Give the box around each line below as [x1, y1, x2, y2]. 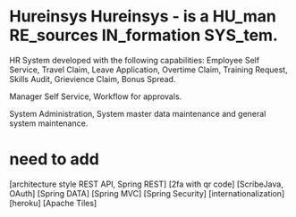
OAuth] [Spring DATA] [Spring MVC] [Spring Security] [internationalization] [9, 188, 285, 198]
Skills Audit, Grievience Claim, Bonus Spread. [9, 73, 176, 84]
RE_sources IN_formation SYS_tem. [9, 25, 279, 46]
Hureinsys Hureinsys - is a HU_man [9, 6, 277, 27]
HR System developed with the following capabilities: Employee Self [9, 54, 260, 65]
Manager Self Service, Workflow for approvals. [9, 91, 182, 102]
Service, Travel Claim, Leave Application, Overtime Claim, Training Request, [9, 64, 288, 75]
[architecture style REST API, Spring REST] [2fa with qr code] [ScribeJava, [9, 179, 283, 189]
